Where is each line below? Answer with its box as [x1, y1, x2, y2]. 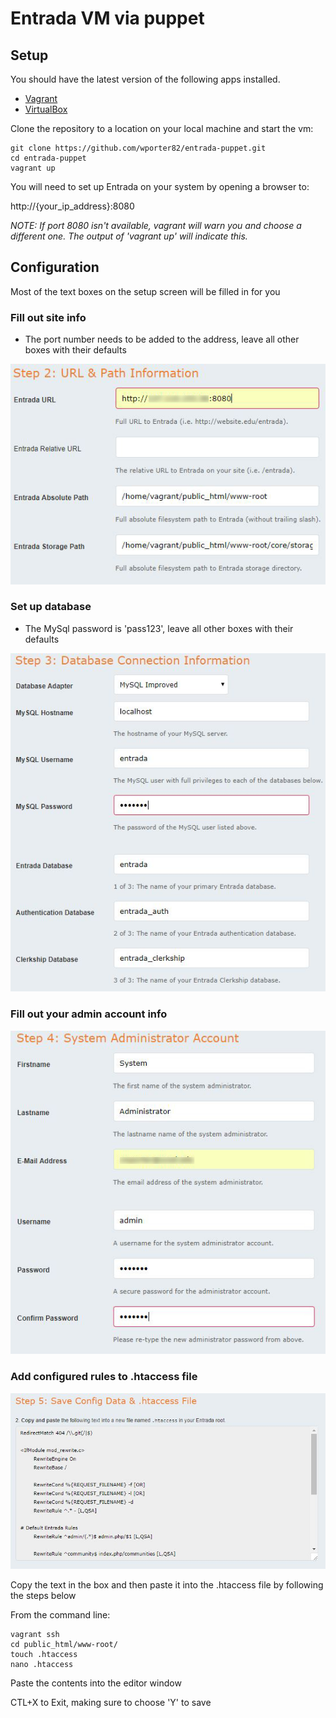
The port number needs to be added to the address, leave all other [24, 333, 300, 346]
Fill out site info [10, 310, 87, 324]
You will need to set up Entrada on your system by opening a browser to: [10, 181, 310, 192]
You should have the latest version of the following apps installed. [10, 73, 281, 85]
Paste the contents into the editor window [10, 1677, 182, 1689]
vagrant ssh [10, 1630, 60, 1640]
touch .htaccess [10, 1650, 78, 1660]
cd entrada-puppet [10, 153, 87, 163]
